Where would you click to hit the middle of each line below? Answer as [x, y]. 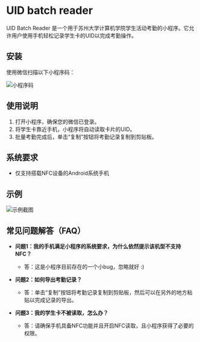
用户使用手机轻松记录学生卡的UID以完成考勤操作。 [74, 35]
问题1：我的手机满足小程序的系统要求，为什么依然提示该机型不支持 [98, 246]
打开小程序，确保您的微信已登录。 [57, 121]
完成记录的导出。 [56, 300]
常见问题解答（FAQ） [46, 231]
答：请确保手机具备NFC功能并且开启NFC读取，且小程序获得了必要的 [109, 326]
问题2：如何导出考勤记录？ [48, 279]
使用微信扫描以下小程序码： [41, 72]
